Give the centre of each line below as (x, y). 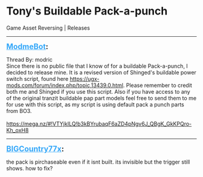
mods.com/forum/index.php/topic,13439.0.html (65, 85)
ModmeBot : (27, 46)
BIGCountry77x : (35, 149)
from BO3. (19, 111)
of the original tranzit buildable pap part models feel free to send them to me (101, 98)
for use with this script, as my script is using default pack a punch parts (95, 105)
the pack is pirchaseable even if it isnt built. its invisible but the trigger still (98, 162)
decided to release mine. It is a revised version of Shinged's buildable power (101, 72)
